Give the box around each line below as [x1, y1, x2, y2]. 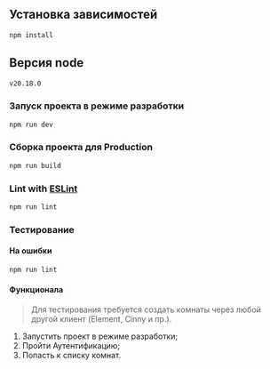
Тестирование [9, 223, 75, 236]
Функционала [9, 285, 64, 295]
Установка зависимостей [9, 7, 158, 22]
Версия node [9, 55, 84, 70]
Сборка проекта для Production [9, 141, 154, 154]
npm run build [9, 161, 62, 170]
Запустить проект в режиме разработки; [21, 331, 179, 341]
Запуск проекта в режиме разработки [9, 100, 185, 112]
